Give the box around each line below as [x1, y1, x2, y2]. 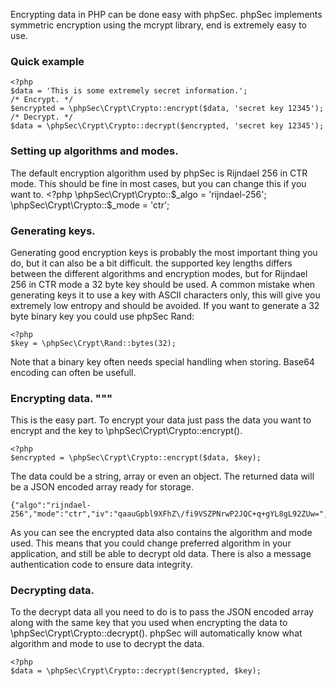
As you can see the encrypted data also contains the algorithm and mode [10, 527, 313, 539]
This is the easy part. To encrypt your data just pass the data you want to [10, 414, 312, 426]
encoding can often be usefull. [10, 366, 137, 378]
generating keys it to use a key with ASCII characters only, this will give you [10, 289, 321, 301]
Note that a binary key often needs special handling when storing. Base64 [10, 355, 315, 368]
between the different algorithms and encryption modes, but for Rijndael [10, 267, 308, 279]
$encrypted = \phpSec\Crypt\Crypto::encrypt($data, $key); [10, 453, 262, 463]
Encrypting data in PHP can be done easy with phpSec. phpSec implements [10, 9, 323, 20]
